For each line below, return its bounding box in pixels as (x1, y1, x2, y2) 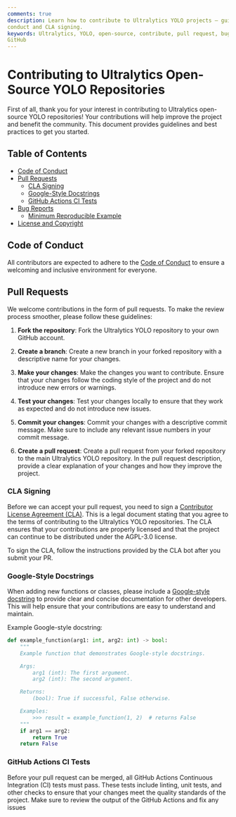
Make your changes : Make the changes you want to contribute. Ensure (17, 368, 225, 377)
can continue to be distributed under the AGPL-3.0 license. (7, 532, 178, 541)
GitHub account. (17, 333, 65, 342)
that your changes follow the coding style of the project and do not (17, 375, 211, 384)
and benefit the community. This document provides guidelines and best (7, 120, 218, 129)
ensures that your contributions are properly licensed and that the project (7, 525, 220, 533)
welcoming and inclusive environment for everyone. (7, 266, 157, 274)
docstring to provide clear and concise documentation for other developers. (7, 594, 227, 603)
